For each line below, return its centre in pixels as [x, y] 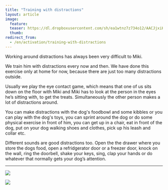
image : [12, 19]
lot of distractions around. [32, 102]
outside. [13, 77]
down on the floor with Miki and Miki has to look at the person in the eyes [80, 92]
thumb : [16, 33]
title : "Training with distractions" [44, 10]
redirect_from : [21, 38]
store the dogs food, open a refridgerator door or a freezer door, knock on [81, 148]
